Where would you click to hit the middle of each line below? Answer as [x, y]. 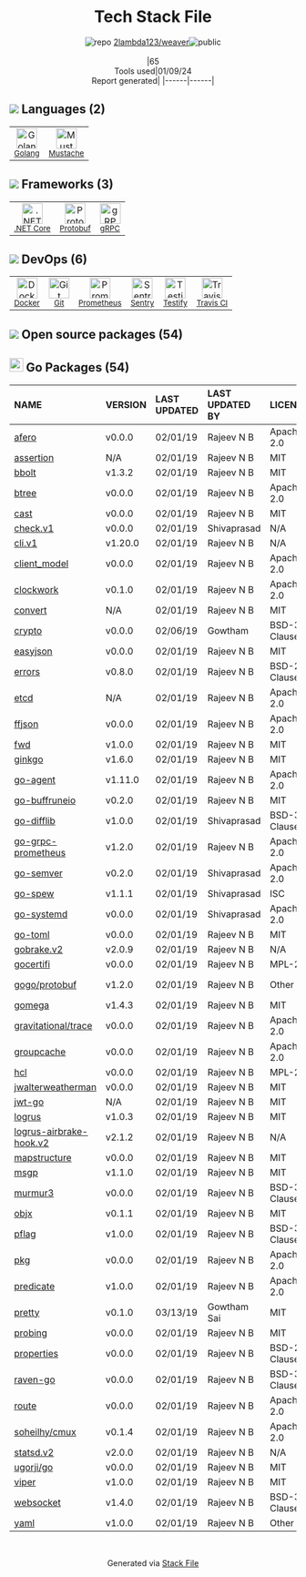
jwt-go [29, 1102]
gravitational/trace [53, 1025]
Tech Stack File [153, 17]
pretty [27, 1312]
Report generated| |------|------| [153, 80]
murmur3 [34, 1193]
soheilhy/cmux [46, 1431]
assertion [34, 457]
